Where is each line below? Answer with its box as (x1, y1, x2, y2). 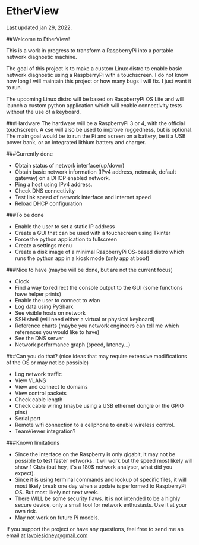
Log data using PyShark (14, 303, 74, 310)
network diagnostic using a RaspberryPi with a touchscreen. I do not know (6, 71, 188, 78)
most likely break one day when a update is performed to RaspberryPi (14, 482, 186, 490)
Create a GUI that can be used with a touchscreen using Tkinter (14, 229, 171, 236)
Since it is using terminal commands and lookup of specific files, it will (14, 476, 187, 483)
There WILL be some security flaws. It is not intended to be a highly (14, 495, 181, 502)
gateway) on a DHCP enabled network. (14, 174, 110, 181)
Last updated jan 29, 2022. (6, 24, 72, 31)
